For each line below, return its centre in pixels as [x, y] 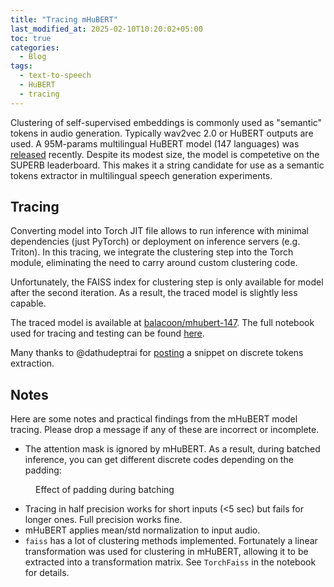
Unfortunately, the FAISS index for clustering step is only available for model [167, 282]
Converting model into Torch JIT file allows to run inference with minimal [159, 231]
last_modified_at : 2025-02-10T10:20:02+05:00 [106, 29]
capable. [28, 303]
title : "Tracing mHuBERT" [64, 19]
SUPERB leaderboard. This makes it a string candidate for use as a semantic [167, 165]
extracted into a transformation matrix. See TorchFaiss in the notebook [170, 562]
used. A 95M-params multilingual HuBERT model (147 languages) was [155, 143]
